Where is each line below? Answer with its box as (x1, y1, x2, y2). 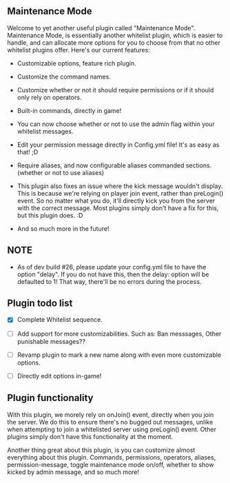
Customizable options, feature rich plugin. (17, 59, 136, 68)
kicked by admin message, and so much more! (7, 468, 140, 476)
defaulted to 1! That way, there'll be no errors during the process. (17, 277, 202, 285)
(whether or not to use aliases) (17, 168, 105, 176)
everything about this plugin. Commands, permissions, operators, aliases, (7, 453, 216, 461)
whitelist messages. (17, 127, 74, 135)
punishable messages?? (17, 337, 86, 345)
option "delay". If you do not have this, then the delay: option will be (17, 270, 209, 278)
